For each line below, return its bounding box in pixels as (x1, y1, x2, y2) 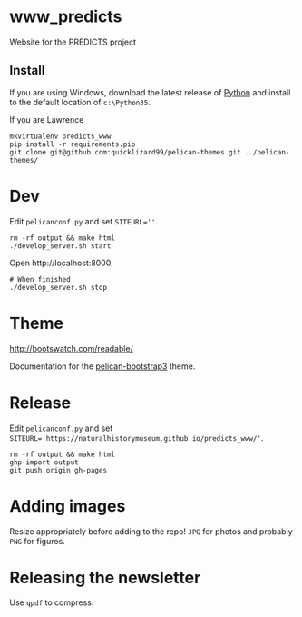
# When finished (9, 274, 71, 284)
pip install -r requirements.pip (9, 139, 136, 149)
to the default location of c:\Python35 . (9, 96, 151, 107)
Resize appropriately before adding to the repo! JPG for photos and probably (9, 525, 293, 537)
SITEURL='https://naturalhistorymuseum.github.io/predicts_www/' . (9, 432, 264, 443)
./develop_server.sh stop (9, 283, 107, 292)
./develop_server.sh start (9, 241, 112, 251)
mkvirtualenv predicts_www (9, 132, 112, 141)
